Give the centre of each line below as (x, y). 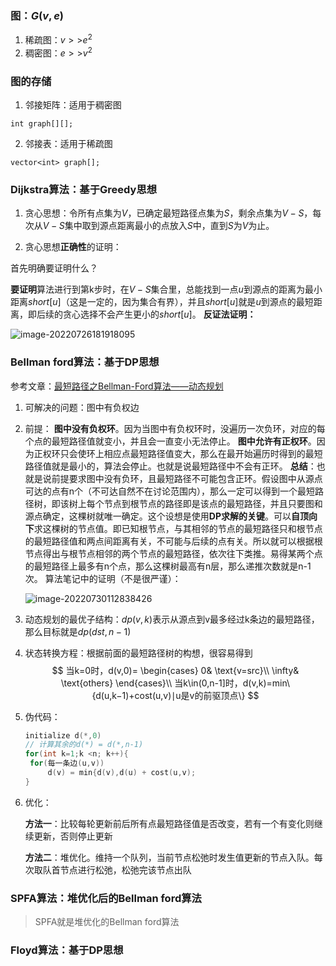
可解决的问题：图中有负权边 (82, 407)
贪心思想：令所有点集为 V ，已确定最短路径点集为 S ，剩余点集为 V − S (164, 213)
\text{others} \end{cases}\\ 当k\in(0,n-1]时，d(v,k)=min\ (175, 683)
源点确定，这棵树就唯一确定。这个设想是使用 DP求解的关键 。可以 (158, 516)
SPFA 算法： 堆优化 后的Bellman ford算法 (106, 898)
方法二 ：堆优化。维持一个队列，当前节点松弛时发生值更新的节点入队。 (169, 857)
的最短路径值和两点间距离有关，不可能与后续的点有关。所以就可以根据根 (173, 541)
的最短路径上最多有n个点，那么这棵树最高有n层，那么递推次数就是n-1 (168, 566)
